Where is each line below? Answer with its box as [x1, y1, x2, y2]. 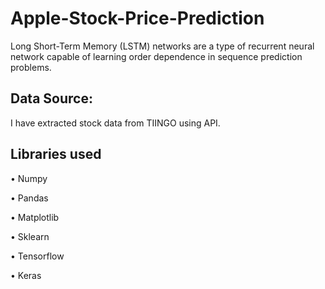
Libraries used [10, 146, 102, 163]
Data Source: [10, 90, 93, 107]
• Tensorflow [10, 250, 65, 262]
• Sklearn [10, 230, 50, 242]
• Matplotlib [10, 211, 60, 223]
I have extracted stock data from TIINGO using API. [10, 117, 221, 129]
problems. [10, 61, 52, 73]
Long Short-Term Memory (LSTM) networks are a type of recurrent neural [10, 40, 315, 52]
